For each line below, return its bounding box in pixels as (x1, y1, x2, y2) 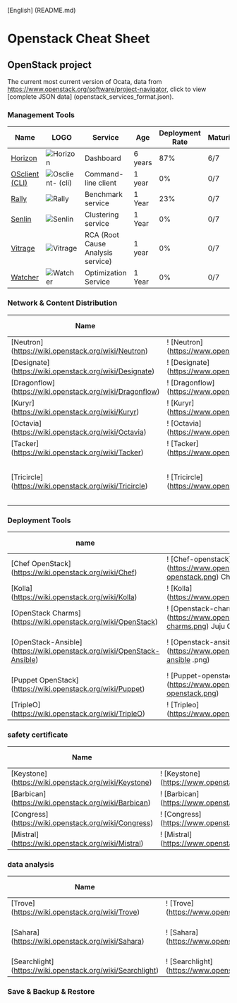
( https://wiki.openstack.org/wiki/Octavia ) (11, 427, 147, 437)
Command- (84, 169, 124, 179)
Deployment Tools (7, 515, 71, 525)
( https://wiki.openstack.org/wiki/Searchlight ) (11, 966, 159, 975)
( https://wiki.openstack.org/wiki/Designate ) (11, 366, 155, 376)
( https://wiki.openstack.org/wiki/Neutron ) (11, 346, 148, 356)
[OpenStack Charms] (11, 608, 81, 618)
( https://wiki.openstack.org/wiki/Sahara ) (11, 937, 145, 947)
